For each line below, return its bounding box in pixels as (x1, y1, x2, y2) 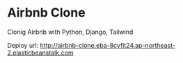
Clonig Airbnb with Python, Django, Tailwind (7, 28, 134, 36)
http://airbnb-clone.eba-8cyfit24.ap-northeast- (40, 41, 176, 49)
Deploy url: (7, 41, 39, 49)
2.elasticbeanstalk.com (7, 48, 74, 57)
